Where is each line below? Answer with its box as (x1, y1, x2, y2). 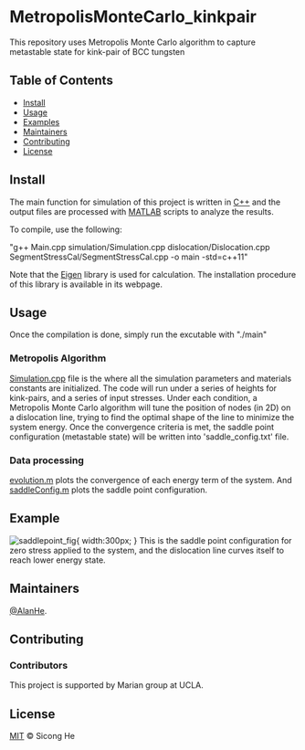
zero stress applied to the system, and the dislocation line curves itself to (9, 544, 285, 555)
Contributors (9, 659, 68, 671)
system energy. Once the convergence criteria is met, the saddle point (9, 421, 275, 432)
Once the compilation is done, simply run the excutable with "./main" (9, 329, 268, 340)
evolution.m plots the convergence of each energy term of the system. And (9, 474, 292, 485)
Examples (22, 116, 60, 127)
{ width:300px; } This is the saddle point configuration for (76, 534, 292, 545)
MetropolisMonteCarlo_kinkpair (9, 6, 258, 27)
